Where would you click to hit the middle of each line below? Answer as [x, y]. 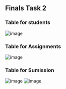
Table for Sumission [30, 70]
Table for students [28, 22]
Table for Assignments [33, 46]
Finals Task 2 [26, 8]
